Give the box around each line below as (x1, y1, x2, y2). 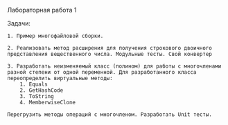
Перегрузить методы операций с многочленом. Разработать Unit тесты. (7, 111, 213, 118)
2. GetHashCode (19, 87, 64, 94)
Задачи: (7, 19, 31, 27)
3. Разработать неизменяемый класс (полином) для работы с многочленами (7, 63, 222, 70)
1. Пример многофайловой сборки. (7, 32, 104, 39)
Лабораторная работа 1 (7, 6, 77, 14)
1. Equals (19, 81, 49, 88)
